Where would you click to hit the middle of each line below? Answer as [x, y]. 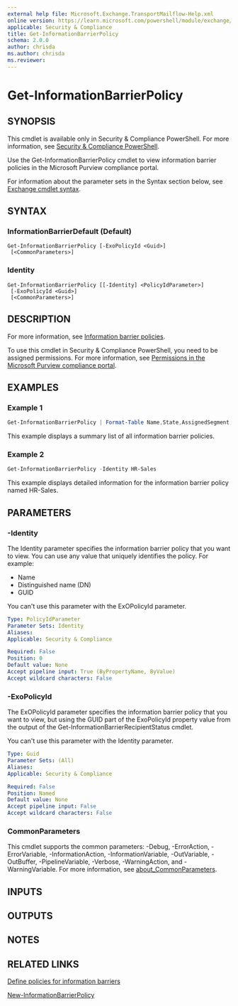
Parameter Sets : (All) [41, 761]
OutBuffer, [22, 862]
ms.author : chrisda [36, 54]
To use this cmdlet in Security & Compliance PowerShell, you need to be [113, 350]
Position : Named [31, 793]
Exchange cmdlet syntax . [44, 188]
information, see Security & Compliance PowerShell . [83, 146]
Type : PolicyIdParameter [44, 619]
